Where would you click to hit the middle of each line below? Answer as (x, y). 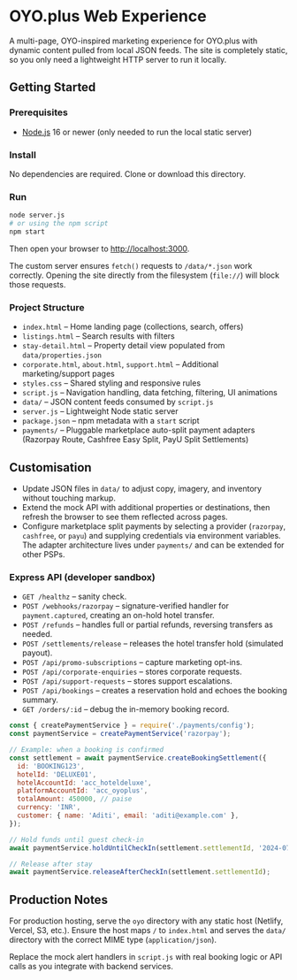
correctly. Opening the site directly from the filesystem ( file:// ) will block (145, 275)
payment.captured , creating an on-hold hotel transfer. (118, 616)
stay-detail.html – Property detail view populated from (123, 346)
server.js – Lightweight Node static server (100, 411)
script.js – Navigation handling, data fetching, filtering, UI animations (150, 393)
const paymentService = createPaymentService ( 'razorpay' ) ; (120, 734)
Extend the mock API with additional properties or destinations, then (146, 507)
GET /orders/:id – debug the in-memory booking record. (126, 709)
